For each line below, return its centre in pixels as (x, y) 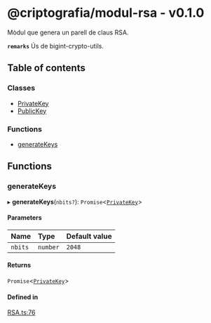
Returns (19, 265)
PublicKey (32, 111)
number (48, 247)
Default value (89, 236)
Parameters (25, 218)
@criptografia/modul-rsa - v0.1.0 (106, 13)
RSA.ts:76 (21, 312)
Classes (21, 88)
